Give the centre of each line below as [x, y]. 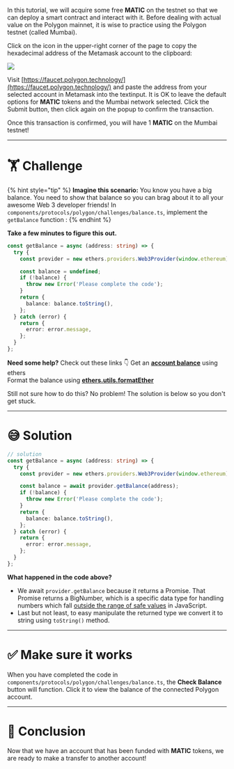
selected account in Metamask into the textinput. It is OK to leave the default [117, 94]
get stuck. [22, 401]
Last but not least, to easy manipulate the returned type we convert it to [120, 612]
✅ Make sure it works [70, 655]
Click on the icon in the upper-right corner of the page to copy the [102, 46]
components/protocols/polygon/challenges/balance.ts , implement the [107, 212]
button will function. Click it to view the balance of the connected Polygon [113, 689]
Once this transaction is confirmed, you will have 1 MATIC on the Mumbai [112, 122]
